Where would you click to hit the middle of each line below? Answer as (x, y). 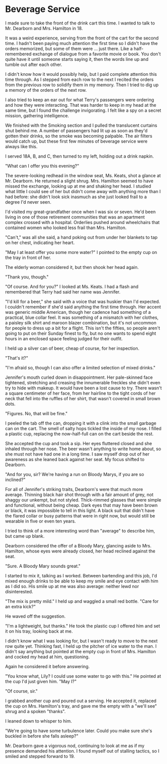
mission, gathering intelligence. (37, 115)
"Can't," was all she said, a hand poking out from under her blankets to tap (82, 237)
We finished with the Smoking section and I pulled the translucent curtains (81, 125)
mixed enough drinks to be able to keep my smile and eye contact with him (82, 581)
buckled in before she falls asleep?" (42, 736)
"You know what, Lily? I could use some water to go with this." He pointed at (83, 676)
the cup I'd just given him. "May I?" (41, 681)
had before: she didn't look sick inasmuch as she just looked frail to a (76, 197)
